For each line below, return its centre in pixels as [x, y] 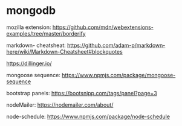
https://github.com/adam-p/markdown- [116, 45]
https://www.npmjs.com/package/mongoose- [119, 75]
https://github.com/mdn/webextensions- [103, 27]
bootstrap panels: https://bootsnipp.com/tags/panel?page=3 [82, 93]
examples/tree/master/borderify [46, 33]
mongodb [31, 11]
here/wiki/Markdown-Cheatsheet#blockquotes [64, 51]
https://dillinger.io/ [29, 63]
